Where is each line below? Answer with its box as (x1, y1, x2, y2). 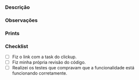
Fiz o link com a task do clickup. (12, 54, 77, 60)
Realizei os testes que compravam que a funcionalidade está (12, 65, 135, 71)
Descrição (5, 4, 30, 11)
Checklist (5, 43, 28, 49)
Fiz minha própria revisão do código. (12, 60, 86, 65)
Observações (5, 16, 38, 23)
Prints (5, 30, 20, 36)
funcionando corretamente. (12, 70, 67, 76)
